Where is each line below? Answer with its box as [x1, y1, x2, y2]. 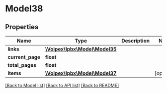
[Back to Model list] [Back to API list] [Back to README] [5, 83, 119, 88]
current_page [7, 54, 41, 60]
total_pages [7, 62, 36, 68]
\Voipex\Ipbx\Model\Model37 [45, 70, 117, 77]
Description [121, 38, 150, 44]
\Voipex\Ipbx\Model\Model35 [45, 46, 117, 52]
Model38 [5, 3, 43, 14]
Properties [5, 23, 39, 31]
